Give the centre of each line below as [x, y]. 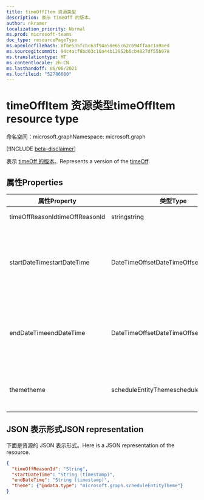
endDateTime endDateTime [47, 333]
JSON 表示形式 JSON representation [75, 429]
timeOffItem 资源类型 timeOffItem [91, 106]
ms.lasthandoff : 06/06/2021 [42, 68]
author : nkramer [27, 23]
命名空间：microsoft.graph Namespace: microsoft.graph [76, 137]
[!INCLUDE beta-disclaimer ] [41, 149]
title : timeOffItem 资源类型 [41, 12]
